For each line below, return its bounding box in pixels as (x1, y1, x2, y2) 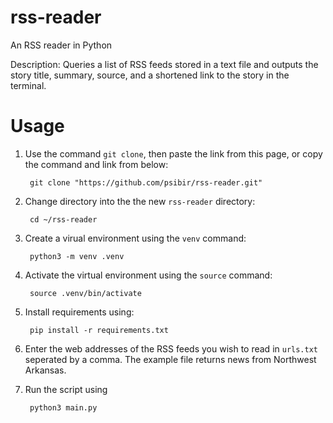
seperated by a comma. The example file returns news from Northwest (24, 353, 317, 365)
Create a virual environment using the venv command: (24, 232, 247, 244)
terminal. (10, 79, 47, 91)
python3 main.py (29, 402, 98, 413)
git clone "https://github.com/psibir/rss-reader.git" (29, 177, 263, 188)
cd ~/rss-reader (29, 214, 98, 225)
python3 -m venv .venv (29, 251, 125, 261)
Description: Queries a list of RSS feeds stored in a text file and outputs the (10, 58, 319, 70)
